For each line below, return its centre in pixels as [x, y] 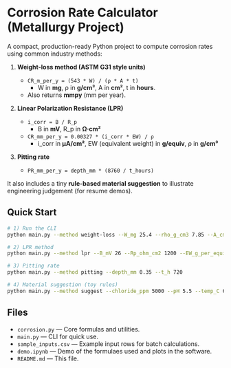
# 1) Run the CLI [32, 228]
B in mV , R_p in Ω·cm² [69, 129]
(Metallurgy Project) [66, 27]
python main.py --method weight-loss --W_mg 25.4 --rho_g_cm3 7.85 [106, 235]
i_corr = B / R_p [52, 122]
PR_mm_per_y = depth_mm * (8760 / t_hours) [91, 171]
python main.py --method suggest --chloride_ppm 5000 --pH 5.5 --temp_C [113, 291]
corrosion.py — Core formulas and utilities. [78, 329]
